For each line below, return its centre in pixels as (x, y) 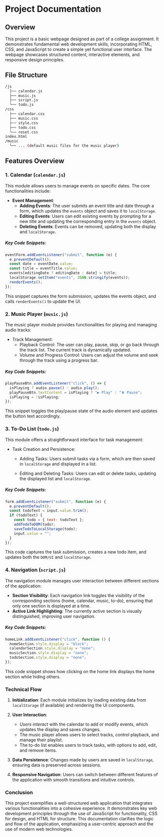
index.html (16, 137)
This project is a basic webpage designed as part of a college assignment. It (82, 39)
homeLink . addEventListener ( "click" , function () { (58, 639)
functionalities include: (28, 191)
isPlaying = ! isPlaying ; (35, 397)
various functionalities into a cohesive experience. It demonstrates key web (81, 809)
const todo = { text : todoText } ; (49, 520)
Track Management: (32, 340)
